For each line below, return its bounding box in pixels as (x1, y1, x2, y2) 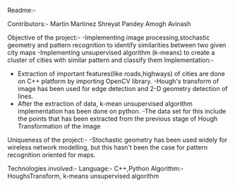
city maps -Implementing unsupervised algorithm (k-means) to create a (7, 49, 215, 56)
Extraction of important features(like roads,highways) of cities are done (17, 70, 226, 78)
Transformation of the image (17, 122, 101, 130)
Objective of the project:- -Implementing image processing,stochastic (7, 33, 210, 42)
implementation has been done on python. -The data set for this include (17, 107, 227, 115)
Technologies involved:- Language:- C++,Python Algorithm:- (7, 164, 184, 172)
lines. (17, 92, 34, 100)
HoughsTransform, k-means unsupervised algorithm (7, 172, 159, 180)
